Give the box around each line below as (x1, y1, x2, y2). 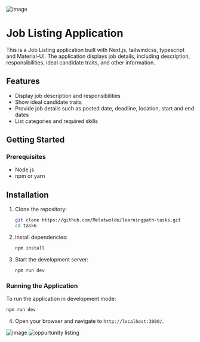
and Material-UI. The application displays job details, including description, (6, 53, 190, 60)
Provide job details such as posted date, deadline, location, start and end (14, 104, 195, 112)
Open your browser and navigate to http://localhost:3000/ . (14, 317, 164, 325)
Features (6, 76, 40, 87)
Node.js (14, 166, 35, 173)
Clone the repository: (14, 206, 67, 213)
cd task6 (14, 223, 37, 229)
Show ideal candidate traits (14, 98, 82, 106)
